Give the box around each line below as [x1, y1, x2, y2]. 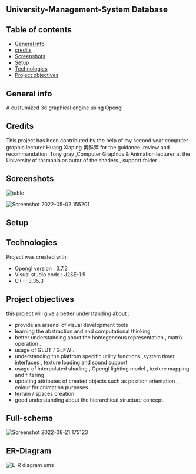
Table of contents [6, 25, 72, 35]
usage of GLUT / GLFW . [14, 346, 75, 353]
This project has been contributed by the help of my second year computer [6, 136, 188, 143]
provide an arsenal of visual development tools [14, 321, 128, 328]
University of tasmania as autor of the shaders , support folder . [6, 156, 160, 163]
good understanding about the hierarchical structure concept [14, 396, 164, 403]
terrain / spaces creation [14, 390, 75, 397]
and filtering [14, 371, 44, 378]
